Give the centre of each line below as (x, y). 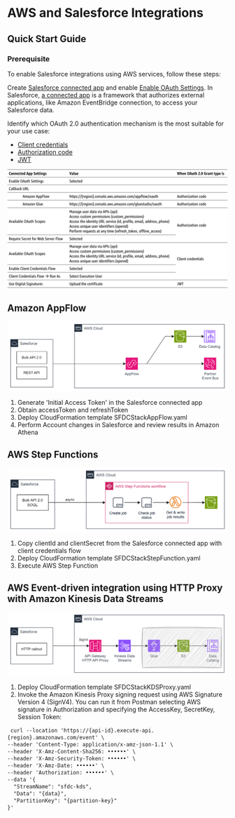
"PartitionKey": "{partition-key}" (65, 800)
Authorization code (45, 152)
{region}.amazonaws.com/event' (53, 737)
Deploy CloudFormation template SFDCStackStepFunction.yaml (109, 558)
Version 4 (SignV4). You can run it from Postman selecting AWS (109, 702)
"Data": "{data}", (41, 793)
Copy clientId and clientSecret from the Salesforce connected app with (120, 543)
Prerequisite (29, 59)
